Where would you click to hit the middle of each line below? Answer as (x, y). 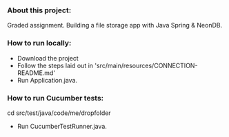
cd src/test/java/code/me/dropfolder (59, 113)
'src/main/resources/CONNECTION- (146, 65)
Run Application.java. (47, 80)
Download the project (48, 58)
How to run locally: (39, 43)
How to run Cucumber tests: (56, 98)
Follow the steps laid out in (55, 65)
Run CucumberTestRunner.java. (62, 126)
